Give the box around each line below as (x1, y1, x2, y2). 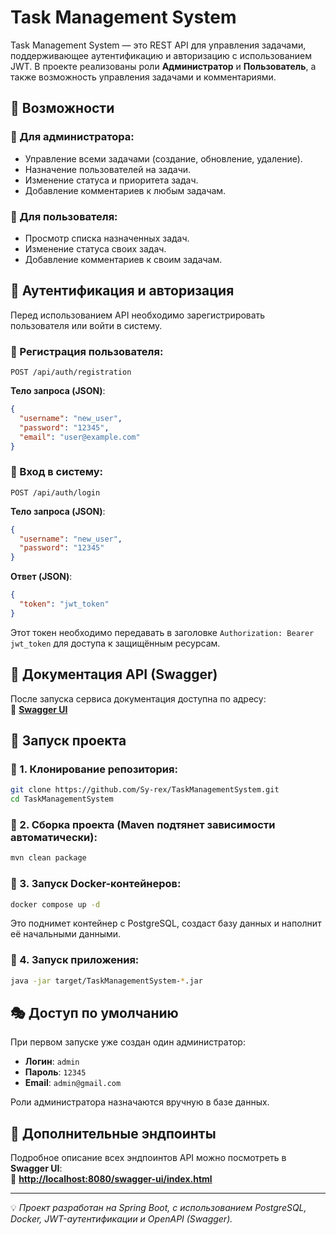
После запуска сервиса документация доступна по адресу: (10, 692, 267, 705)
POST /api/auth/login (10, 487, 101, 498)
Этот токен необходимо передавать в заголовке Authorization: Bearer (10, 626, 315, 638)
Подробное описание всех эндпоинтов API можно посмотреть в (10, 1152, 287, 1164)
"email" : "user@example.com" (19, 432, 141, 442)
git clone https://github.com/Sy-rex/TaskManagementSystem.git (10, 785, 280, 795)
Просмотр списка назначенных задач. (24, 232, 190, 244)
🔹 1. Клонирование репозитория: (10, 762, 178, 776)
